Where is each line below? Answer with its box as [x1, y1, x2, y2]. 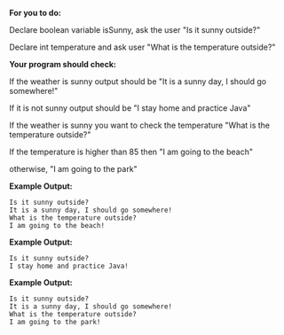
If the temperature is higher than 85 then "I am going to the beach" [9, 146, 253, 157]
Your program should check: [9, 59, 117, 69]
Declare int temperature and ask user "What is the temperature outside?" [9, 42, 276, 52]
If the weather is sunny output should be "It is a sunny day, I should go [9, 76, 267, 87]
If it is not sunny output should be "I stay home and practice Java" [9, 103, 251, 113]
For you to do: [9, 8, 62, 18]
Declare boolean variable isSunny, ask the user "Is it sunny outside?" [9, 25, 261, 35]
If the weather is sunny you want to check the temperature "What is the [9, 120, 271, 130]
